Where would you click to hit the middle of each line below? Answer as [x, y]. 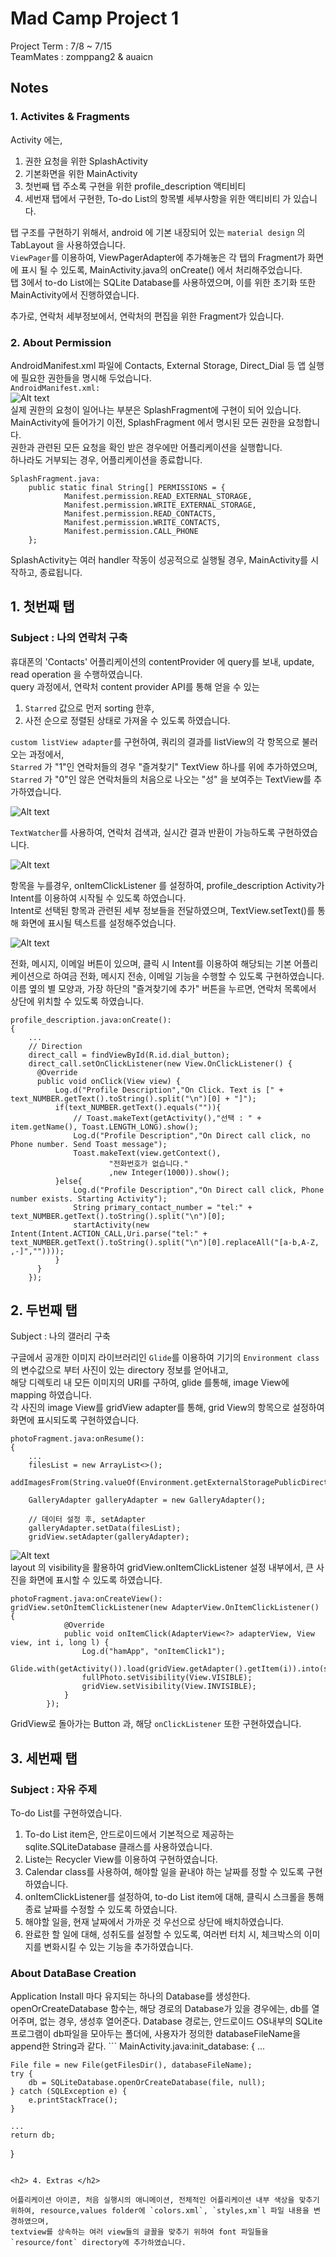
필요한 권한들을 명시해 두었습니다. [86, 378]
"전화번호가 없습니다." [148, 1163]
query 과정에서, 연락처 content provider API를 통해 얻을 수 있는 [135, 686]
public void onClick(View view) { [109, 1081]
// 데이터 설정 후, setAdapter [87, 1520]
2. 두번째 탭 [44, 1310]
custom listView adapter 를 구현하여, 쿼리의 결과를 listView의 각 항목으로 [155, 741]
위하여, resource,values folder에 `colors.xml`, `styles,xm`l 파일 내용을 [160, 2211]
